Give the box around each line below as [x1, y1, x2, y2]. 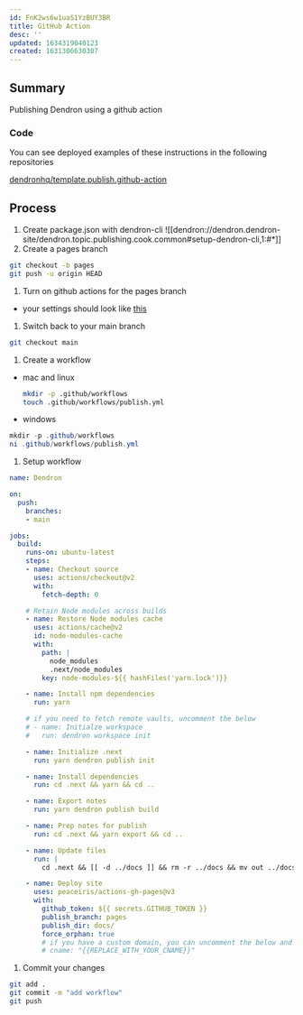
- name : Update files [25, 845, 106, 855]
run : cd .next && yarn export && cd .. [32, 829, 183, 839]
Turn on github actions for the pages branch [22, 285, 188, 296]
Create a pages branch [22, 244, 108, 254]
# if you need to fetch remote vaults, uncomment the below [25, 715, 256, 724]
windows [22, 414, 57, 425]
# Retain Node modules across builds [25, 606, 168, 615]
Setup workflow [22, 457, 82, 467]
